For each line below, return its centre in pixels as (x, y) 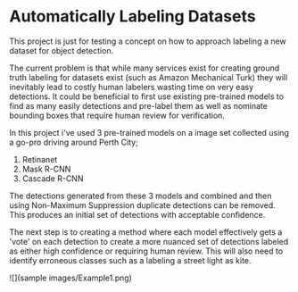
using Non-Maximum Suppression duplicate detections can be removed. (143, 205)
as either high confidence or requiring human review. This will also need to (146, 251)
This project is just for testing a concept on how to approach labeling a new (148, 41)
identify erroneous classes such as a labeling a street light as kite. (130, 260)
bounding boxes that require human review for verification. (117, 115)
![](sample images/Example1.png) (70, 278)
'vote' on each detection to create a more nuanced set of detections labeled (149, 241)
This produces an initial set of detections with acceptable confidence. (137, 214)
